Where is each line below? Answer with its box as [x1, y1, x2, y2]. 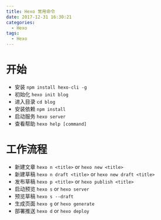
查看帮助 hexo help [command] [14, 120, 87, 127]
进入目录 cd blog [14, 98, 56, 105]
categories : [6, 19, 35, 25]
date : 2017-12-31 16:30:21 [6, 14, 72, 20]
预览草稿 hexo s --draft [14, 192, 74, 199]
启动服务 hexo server [14, 113, 66, 120]
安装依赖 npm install [14, 105, 66, 112]
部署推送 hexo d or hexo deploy [14, 207, 90, 214]
